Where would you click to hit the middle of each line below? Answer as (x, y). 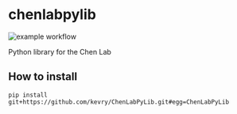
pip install (28, 95)
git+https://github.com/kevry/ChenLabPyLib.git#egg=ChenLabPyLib (118, 102)
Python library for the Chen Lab (60, 51)
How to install (43, 77)
